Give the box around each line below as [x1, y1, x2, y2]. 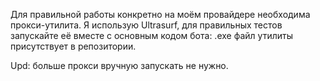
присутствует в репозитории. [10, 40, 137, 52]
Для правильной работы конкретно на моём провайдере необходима [10, 9, 311, 20]
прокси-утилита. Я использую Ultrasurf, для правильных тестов [10, 19, 283, 31]
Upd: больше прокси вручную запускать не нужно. [10, 60, 229, 71]
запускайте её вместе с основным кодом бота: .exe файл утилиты [10, 30, 293, 41]
